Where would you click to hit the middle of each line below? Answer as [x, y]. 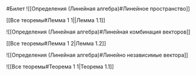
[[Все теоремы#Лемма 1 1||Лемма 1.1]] [56, 20]
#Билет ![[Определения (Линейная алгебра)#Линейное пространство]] [98, 9]
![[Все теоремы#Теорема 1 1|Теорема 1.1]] [60, 66]
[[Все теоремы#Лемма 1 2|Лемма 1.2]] [56, 43]
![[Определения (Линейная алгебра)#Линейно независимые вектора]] [97, 55]
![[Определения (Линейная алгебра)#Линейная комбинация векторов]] [99, 32]
